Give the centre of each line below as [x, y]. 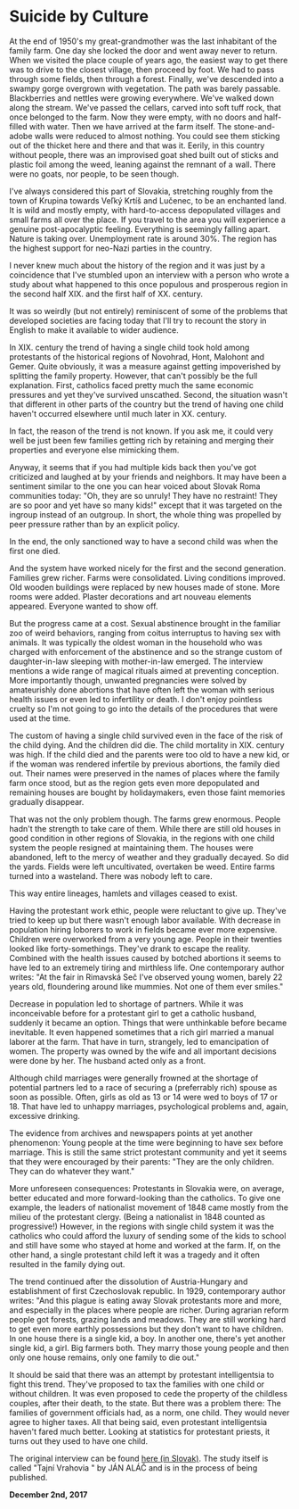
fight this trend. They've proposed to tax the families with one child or [137, 1384]
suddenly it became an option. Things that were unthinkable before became [148, 1023]
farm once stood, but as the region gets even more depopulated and [134, 783]
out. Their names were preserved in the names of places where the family [145, 773]
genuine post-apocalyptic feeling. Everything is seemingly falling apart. [140, 228]
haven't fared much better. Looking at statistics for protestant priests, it [140, 1431]
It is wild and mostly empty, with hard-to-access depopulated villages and [145, 210]
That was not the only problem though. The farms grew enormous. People [145, 819]
